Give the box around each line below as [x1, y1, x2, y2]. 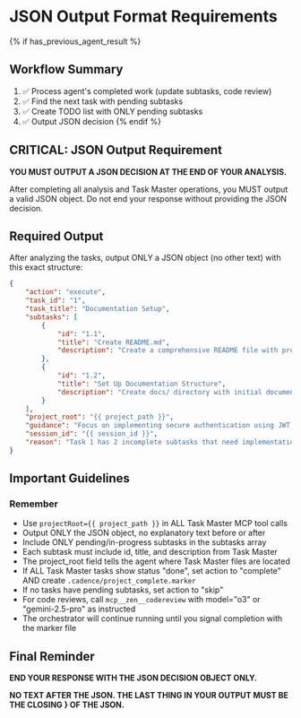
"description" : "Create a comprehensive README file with [56, 346, 279, 355]
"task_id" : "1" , [25, 296, 87, 306]
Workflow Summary [9, 62, 124, 77]
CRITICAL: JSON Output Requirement [9, 143, 222, 158]
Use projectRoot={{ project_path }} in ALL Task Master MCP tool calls [21, 518, 288, 529]
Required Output [9, 229, 104, 244]
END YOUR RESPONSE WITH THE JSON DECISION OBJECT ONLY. [9, 672, 258, 683]
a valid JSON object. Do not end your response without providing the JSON [9, 193, 288, 203]
